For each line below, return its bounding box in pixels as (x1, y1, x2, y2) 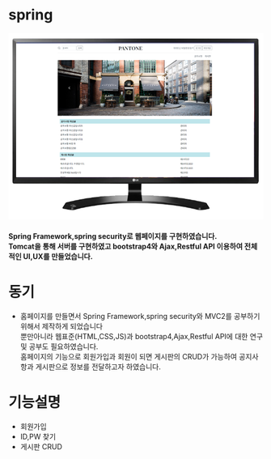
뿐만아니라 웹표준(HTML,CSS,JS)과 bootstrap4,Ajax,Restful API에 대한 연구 (19, 331, 264, 341)
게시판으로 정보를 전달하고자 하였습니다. (35, 362, 162, 372)
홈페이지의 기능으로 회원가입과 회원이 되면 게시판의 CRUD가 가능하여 (19, 351, 237, 361)
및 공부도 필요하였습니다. (19, 342, 99, 351)
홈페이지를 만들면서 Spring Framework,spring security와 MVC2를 (19, 311, 232, 321)
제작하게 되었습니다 (41, 321, 104, 331)
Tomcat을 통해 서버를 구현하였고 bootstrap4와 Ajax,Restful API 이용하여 (8, 241, 243, 251)
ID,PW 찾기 (19, 431, 57, 441)
